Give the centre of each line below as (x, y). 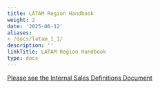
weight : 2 (21, 20)
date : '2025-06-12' (35, 26)
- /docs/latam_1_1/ (35, 39)
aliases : (20, 33)
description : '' (30, 45)
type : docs (23, 58)
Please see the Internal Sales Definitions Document (80, 78)
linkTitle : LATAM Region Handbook (57, 52)
